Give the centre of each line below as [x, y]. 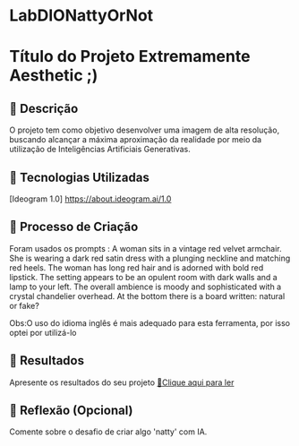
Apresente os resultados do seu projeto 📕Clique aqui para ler [122, 382]
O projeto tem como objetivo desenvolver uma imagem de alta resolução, [145, 130]
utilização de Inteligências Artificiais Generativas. [100, 150]
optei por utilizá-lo [43, 332]
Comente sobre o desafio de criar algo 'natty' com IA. [108, 432]
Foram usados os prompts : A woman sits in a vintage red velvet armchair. [145, 248]
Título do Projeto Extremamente [130, 57]
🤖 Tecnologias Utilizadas [79, 177]
